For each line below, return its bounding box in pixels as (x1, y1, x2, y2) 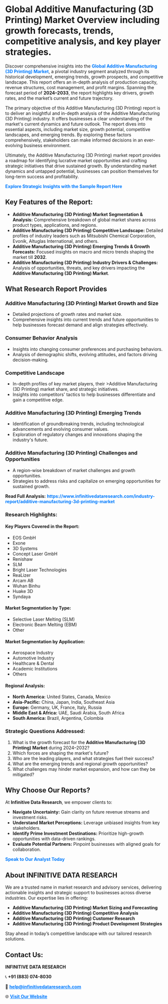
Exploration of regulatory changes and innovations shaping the (12, 432, 142, 438)
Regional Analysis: (5, 683, 45, 689)
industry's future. (12, 437, 49, 443)
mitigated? (12, 771, 35, 777)
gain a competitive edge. (12, 397, 64, 403)
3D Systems (12, 545, 38, 551)
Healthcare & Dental (12, 660, 54, 666)
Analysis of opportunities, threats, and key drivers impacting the (12, 264, 145, 271)
